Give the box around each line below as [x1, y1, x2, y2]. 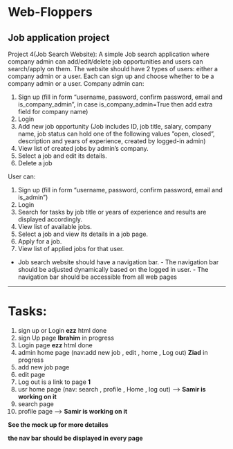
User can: [8, 172, 36, 181]
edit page [17, 370, 46, 378]
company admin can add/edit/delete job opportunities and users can [8, 57, 203, 66]
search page [17, 399, 54, 408]
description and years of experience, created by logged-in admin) [17, 137, 206, 145]
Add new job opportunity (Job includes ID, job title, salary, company [17, 122, 212, 130]
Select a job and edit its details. [17, 152, 107, 160]
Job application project [8, 32, 110, 44]
